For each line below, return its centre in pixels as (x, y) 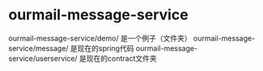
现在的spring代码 (106, 48)
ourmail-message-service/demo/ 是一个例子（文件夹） (100, 38)
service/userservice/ (43, 58)
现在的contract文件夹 (122, 58)
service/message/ (38, 48)
